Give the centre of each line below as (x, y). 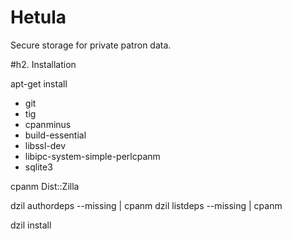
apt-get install (39, 83)
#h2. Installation (43, 64)
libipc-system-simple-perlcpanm (92, 156)
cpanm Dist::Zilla (45, 186)
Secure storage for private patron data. (91, 45)
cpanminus (48, 124)
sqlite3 (38, 167)
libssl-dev (45, 145)
